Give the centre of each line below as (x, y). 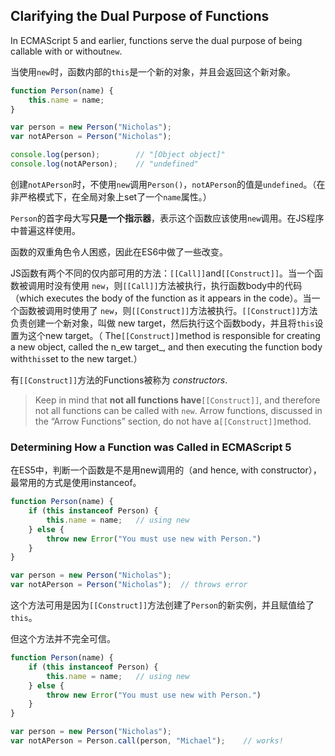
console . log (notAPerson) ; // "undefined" (104, 164)
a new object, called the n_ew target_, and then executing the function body (166, 346)
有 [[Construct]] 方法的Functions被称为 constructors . (119, 380)
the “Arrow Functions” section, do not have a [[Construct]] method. (173, 421)
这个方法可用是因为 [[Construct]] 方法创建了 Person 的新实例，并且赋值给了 (162, 605)
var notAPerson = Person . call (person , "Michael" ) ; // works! (147, 741)
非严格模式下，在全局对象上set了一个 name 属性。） (111, 196)
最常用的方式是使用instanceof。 (76, 483)
